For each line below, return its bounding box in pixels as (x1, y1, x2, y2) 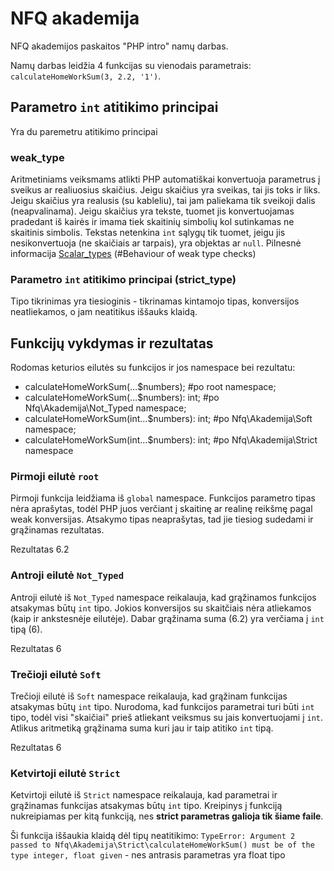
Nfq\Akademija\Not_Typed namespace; (24, 402, 187, 414)
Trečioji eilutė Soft (10, 667, 102, 681)
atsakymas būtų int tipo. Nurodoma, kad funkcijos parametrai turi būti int (10, 701, 315, 713)
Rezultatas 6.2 (10, 543, 70, 556)
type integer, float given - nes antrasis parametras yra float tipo (10, 849, 286, 861)
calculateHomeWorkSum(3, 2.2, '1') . (10, 70, 162, 82)
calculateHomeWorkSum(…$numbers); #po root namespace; (24, 381, 277, 393)
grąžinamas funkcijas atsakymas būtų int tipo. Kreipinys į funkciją (10, 800, 283, 812)
